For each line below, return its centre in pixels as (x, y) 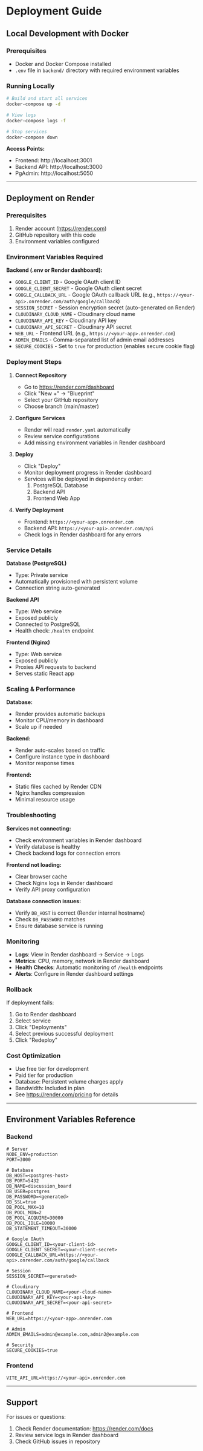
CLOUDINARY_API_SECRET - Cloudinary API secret (73, 327)
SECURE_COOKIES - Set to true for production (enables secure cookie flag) (105, 346)
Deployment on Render (50, 198)
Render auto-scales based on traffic (60, 750)
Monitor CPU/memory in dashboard (59, 720)
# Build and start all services (47, 99)
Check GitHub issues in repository (58, 1441)
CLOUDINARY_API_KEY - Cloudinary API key (66, 321)
